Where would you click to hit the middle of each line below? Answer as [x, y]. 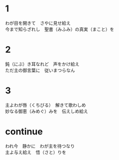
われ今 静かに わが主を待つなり [40, 146]
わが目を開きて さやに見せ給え [38, 23]
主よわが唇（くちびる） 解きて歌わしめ [46, 105]
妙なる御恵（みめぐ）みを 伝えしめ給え [47, 111]
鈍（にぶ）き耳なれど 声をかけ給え [42, 64]
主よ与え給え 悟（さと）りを [36, 152]
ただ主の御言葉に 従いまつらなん [40, 70]
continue [24, 132]
